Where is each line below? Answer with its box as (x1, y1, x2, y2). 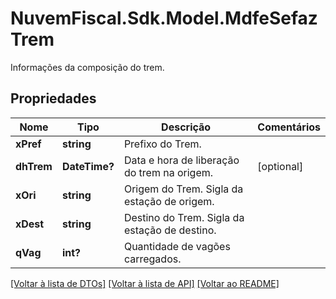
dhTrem (15, 159, 53, 173)
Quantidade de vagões (123, 239, 231, 253)
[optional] (257, 159, 304, 173)
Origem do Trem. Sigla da (123, 182, 244, 196)
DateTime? (61, 159, 115, 173)
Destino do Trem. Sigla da (123, 210, 245, 224)
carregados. (123, 252, 182, 266)
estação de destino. (123, 223, 217, 237)
